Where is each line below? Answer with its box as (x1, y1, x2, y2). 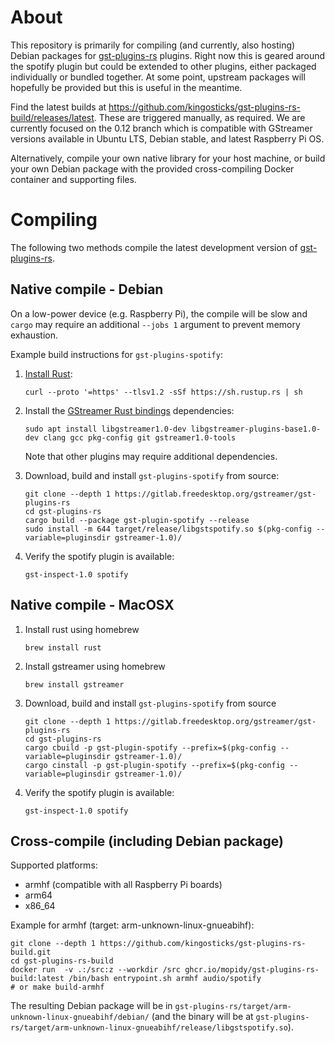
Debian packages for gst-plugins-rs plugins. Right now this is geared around (10, 49, 326, 61)
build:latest (10, 974, 65, 984)
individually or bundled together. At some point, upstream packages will (10, 71, 306, 83)
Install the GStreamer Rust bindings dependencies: (24, 404, 235, 416)
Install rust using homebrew (24, 623, 140, 635)
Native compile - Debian (10, 281, 164, 298)
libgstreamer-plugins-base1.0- (190, 424, 322, 434)
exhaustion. (10, 329, 58, 341)
